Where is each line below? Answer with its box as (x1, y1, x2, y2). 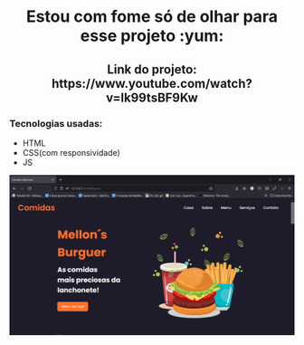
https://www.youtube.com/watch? (51, 75, 253, 91)
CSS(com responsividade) (22, 147, 120, 158)
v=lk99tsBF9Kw (105, 90, 199, 105)
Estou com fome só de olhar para (25, 6, 279, 27)
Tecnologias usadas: (9, 117, 103, 129)
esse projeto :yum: (80, 25, 224, 46)
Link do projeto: (107, 62, 197, 77)
